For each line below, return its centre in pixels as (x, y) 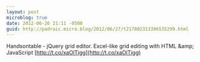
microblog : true (27, 18)
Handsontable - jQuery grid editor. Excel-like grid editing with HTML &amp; (100, 46)
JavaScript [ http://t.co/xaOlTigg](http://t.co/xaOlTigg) (74, 53)
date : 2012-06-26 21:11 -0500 (45, 23)
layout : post (23, 12)
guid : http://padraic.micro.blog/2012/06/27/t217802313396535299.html (98, 29)
